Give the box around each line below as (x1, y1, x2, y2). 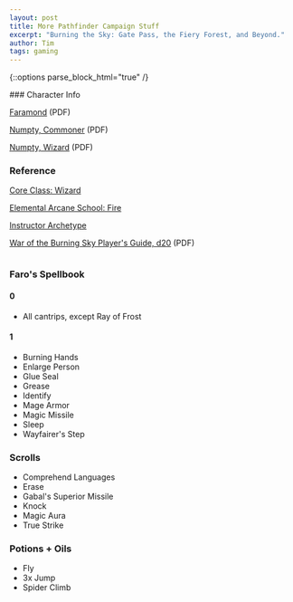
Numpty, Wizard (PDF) (9, 142, 93, 153)
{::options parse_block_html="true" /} (9, 72, 149, 82)
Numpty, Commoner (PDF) (9, 124, 109, 136)
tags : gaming (9, 47, 59, 56)
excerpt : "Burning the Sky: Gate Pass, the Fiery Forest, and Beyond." (9, 30, 285, 39)
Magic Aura (22, 511, 66, 521)
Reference (9, 165, 56, 177)
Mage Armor (22, 399, 71, 410)
